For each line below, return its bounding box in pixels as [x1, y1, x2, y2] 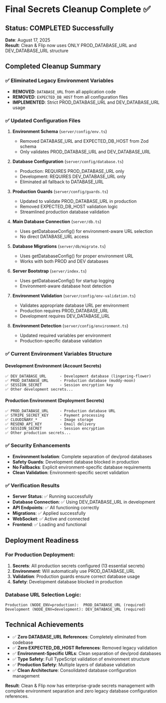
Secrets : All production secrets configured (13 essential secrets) [12, 562, 145, 569]
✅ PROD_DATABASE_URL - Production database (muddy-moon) [5, 378, 136, 384]
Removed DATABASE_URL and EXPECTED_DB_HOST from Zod [19, 138, 149, 144]
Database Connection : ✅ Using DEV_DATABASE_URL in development [12, 499, 156, 505]
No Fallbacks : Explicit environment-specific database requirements [12, 464, 151, 470]
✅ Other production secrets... [5, 431, 71, 436]
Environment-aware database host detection [19, 283, 112, 289]
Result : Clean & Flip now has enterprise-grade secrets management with [5, 682, 155, 688]
